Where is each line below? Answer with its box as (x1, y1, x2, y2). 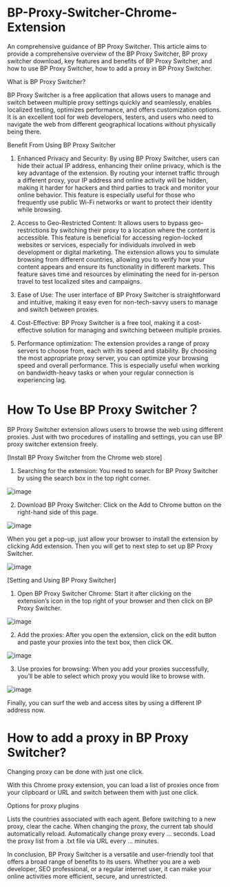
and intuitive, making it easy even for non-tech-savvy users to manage (17, 298, 218, 306)
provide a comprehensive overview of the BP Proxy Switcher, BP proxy (7, 50, 208, 58)
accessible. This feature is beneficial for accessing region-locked (17, 233, 203, 242)
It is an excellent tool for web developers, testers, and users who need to (7, 112, 213, 121)
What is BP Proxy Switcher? (7, 77, 86, 85)
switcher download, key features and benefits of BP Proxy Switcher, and (7, 56, 212, 65)
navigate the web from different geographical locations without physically (7, 120, 216, 128)
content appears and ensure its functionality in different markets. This (17, 262, 216, 271)
